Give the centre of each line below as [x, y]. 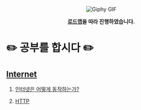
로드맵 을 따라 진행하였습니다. [101, 22]
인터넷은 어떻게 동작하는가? [47, 89]
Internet [22, 74]
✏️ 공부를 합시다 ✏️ [50, 48]
